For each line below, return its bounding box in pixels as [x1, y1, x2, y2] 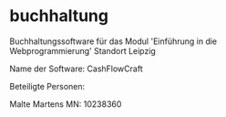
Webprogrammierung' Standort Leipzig [9, 45, 157, 56]
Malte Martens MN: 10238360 [9, 98, 122, 110]
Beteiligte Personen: [9, 80, 86, 91]
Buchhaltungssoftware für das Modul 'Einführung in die [9, 36, 218, 47]
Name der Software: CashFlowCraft [9, 63, 143, 74]
